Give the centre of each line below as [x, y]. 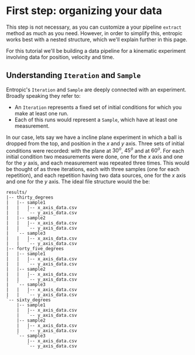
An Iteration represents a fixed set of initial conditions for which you [98, 107]
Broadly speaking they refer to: [43, 95]
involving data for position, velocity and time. [60, 57]
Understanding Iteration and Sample [73, 75]
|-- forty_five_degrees [35, 249]
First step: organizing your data [84, 11]
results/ [17, 192]
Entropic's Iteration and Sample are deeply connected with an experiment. [96, 90]
